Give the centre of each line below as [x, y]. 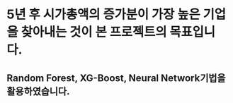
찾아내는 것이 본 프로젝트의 [94, 32]
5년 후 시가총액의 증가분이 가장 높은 [103, 14]
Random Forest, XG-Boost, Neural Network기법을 [116, 78]
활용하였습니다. [38, 91]
